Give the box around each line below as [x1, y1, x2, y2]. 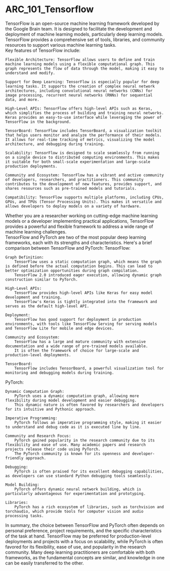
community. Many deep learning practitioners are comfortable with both [5, 549, 155, 555]
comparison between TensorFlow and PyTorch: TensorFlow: [5, 245, 131, 251]
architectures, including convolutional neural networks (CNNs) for [5, 88, 153, 93]
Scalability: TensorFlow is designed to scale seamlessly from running [5, 150, 159, 155]
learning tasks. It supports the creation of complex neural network [5, 84, 155, 89]
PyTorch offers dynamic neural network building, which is [14, 486, 142, 492]
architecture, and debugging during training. [5, 141, 105, 147]
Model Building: [5, 482, 39, 487]
